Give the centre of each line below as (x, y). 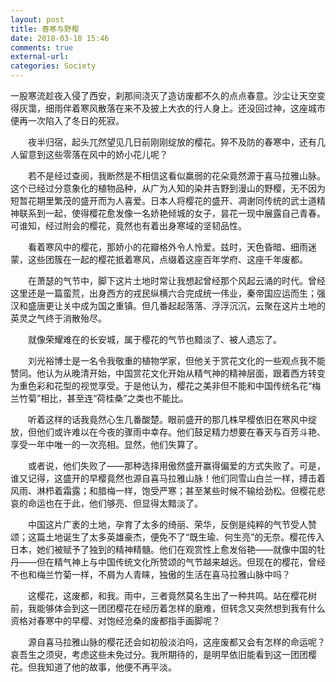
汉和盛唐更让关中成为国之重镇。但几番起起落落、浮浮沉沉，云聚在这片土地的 (168, 305)
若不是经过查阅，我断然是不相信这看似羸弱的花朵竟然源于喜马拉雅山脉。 (176, 175)
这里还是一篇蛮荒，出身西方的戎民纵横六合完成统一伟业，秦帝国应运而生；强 (168, 293)
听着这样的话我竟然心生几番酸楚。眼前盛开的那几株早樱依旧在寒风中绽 (172, 419)
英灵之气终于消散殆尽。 (58, 318)
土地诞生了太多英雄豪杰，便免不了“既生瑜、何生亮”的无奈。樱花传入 (184, 537)
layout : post (37, 19)
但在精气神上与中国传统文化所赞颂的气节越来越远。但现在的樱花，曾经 (181, 562)
